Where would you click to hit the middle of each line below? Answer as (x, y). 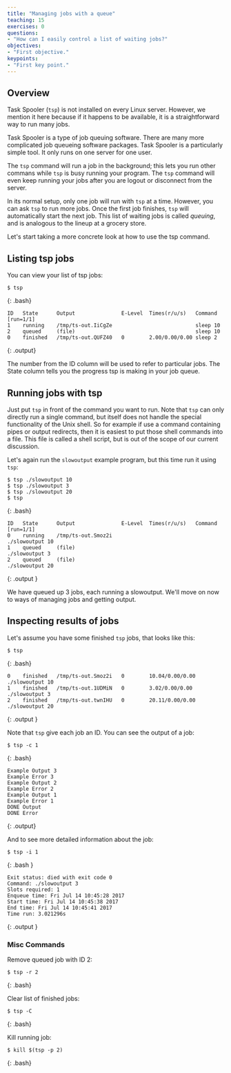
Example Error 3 (30, 777)
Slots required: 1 (33, 890)
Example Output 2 (32, 782)
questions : (23, 33)
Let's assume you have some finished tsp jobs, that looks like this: (101, 638)
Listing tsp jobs (41, 258)
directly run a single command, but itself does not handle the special (104, 417)
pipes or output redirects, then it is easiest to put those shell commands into (115, 432)
